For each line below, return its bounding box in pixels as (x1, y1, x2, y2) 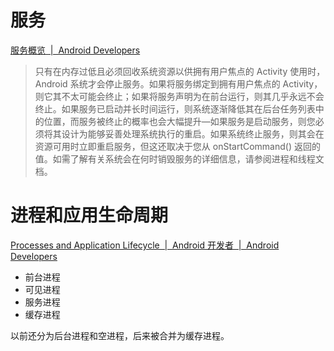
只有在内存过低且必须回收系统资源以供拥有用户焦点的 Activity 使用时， (34, 65, 326, 77)
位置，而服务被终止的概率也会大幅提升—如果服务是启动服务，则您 (43, 115, 316, 127)
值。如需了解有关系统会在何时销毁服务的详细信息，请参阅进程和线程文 (34, 152, 325, 165)
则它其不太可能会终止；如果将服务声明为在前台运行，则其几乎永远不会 (34, 90, 325, 102)
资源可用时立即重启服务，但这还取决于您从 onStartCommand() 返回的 (34, 140, 321, 152)
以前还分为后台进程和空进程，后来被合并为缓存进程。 (10, 329, 230, 341)
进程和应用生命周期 (10, 204, 169, 227)
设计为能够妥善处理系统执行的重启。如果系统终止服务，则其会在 (61, 127, 325, 140)
